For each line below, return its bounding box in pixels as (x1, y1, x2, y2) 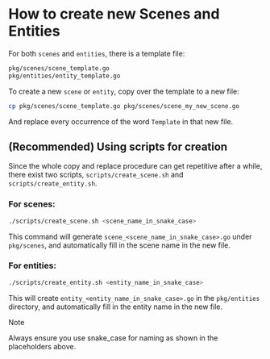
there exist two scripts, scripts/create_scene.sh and (8, 170, 184, 180)
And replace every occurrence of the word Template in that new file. (8, 116, 234, 126)
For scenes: (8, 198, 56, 210)
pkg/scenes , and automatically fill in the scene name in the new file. (8, 240, 231, 250)
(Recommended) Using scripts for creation (8, 140, 228, 153)
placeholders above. (8, 341, 77, 351)
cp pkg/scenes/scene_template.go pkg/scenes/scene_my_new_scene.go (8, 102, 240, 110)
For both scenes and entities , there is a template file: (8, 48, 185, 58)
